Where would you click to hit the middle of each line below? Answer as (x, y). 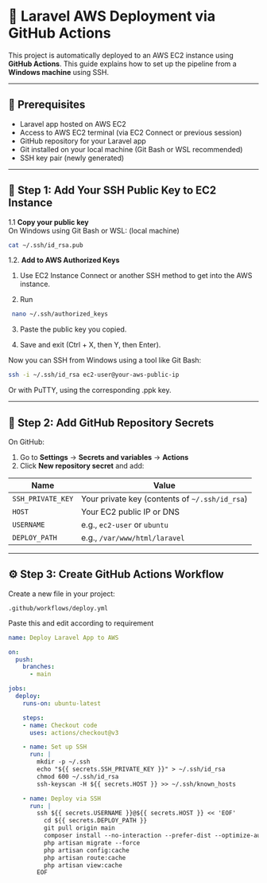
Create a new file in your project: (62, 594)
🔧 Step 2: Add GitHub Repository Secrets (111, 423)
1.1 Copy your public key (48, 222)
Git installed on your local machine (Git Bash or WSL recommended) (131, 149)
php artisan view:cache (83, 865)
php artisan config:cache (86, 850)
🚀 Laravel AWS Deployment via (112, 16)
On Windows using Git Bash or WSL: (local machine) (94, 230)
